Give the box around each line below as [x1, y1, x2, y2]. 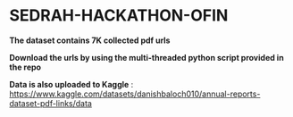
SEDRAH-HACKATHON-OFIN [9, 5, 229, 26]
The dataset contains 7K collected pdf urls [9, 35, 171, 46]
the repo [9, 62, 42, 72]
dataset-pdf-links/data [9, 97, 92, 108]
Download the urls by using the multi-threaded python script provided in [9, 52, 284, 63]
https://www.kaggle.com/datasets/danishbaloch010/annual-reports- [9, 88, 261, 99]
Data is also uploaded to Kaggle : [9, 79, 134, 89]
